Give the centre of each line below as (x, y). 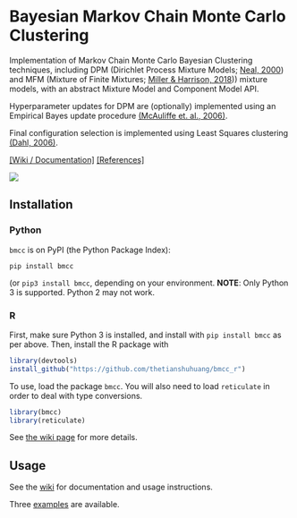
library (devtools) (43, 361)
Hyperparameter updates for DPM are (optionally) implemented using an (143, 106)
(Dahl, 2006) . (34, 142)
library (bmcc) (36, 412)
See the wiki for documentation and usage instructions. (111, 487)
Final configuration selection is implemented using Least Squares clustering (149, 132)
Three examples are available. (64, 505)
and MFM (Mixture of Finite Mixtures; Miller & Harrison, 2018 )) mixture (139, 79)
